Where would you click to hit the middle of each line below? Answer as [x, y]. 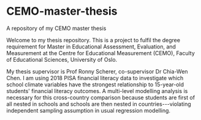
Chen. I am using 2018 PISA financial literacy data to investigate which [95, 78]
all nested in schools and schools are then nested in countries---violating [99, 104]
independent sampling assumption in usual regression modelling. [88, 110]
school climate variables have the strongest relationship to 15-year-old [95, 84]
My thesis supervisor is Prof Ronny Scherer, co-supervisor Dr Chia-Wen [97, 71]
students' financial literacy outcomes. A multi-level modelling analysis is [97, 91]
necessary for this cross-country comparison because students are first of [100, 97]
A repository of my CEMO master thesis [56, 28]
